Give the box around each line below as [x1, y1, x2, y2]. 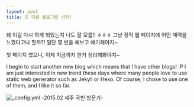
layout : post [6, 8, 38, 15]
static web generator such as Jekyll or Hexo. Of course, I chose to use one [6, 75, 188, 83]
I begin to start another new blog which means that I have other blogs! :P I [6, 63, 186, 70]
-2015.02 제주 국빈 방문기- [41, 94, 104, 101]
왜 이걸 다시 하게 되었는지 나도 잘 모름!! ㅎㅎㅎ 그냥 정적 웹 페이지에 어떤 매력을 [6, 31, 187, 38]
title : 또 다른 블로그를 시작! [6, 14, 72, 20]
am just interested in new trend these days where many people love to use [6, 69, 187, 76]
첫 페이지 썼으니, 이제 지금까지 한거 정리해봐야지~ [6, 51, 120, 58]
